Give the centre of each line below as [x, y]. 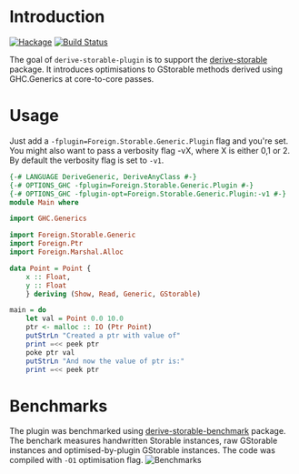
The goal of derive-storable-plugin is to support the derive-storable [139, 59]
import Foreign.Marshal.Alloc [67, 252]
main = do [28, 310]
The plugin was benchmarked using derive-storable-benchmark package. [148, 431]
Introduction [57, 17]
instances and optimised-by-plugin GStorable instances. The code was [142, 450]
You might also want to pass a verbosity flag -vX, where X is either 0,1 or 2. [150, 150]
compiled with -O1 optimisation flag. [76, 460]
